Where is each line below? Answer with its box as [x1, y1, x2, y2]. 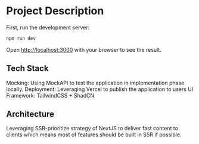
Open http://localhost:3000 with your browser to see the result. [6, 46, 162, 53]
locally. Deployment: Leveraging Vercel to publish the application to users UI [6, 85, 194, 93]
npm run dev [6, 35, 36, 41]
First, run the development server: [6, 24, 90, 31]
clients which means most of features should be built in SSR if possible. [6, 131, 182, 138]
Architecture [6, 109, 55, 120]
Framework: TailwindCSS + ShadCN [6, 92, 95, 99]
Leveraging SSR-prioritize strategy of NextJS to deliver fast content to [6, 125, 179, 132]
